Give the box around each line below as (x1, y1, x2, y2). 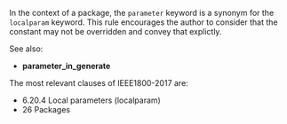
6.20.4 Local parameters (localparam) (21, 95, 162, 105)
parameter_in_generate (21, 61, 111, 71)
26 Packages (21, 105, 71, 114)
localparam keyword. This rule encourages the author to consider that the (9, 17, 278, 27)
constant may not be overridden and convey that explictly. (9, 27, 222, 36)
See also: (9, 43, 44, 54)
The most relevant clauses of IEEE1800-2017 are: (9, 78, 188, 88)
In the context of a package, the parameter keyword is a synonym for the (9, 8, 275, 18)
